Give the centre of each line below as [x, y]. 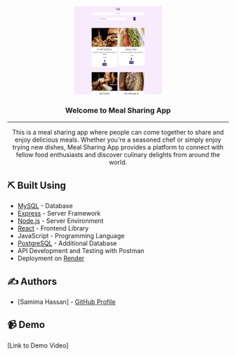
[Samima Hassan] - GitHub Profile [66, 302]
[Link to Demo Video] [38, 345]
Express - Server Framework [59, 214]
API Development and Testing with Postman [81, 251]
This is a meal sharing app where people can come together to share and [118, 133]
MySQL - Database [45, 206]
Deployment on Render [51, 258]
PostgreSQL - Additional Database [67, 243]
